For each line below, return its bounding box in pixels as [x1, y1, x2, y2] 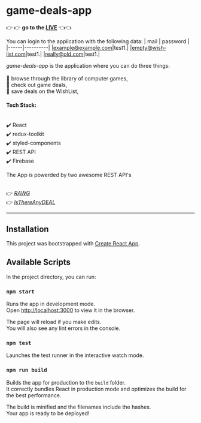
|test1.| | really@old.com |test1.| [25, 50, 100, 58]
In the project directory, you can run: [6, 273, 96, 280]
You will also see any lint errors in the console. [6, 325, 121, 332]
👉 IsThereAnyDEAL [6, 199, 56, 206]
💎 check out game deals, [6, 81, 68, 88]
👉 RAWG [6, 190, 31, 197]
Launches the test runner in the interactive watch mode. [6, 352, 145, 359]
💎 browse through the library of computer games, [6, 74, 129, 82]
